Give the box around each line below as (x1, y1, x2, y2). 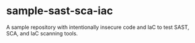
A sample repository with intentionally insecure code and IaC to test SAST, (6, 24, 190, 31)
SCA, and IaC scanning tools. (6, 29, 78, 37)
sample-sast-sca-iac (6, 4, 114, 18)
